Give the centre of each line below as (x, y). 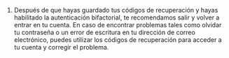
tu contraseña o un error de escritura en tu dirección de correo (105, 32)
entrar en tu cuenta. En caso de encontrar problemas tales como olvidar (118, 25)
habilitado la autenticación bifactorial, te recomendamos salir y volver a (117, 17)
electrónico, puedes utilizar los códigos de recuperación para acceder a (118, 40)
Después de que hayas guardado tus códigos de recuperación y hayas (116, 10)
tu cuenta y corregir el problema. (61, 47)
